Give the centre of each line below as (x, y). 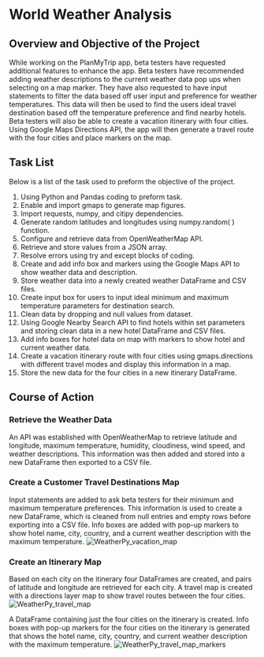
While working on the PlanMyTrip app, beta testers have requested (117, 62)
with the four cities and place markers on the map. (91, 138)
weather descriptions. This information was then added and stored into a (127, 454)
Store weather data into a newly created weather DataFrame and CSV (133, 280)
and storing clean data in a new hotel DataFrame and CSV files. (123, 330)
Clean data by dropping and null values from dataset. (106, 314)
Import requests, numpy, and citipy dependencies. (102, 213)
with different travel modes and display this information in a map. (126, 364)
